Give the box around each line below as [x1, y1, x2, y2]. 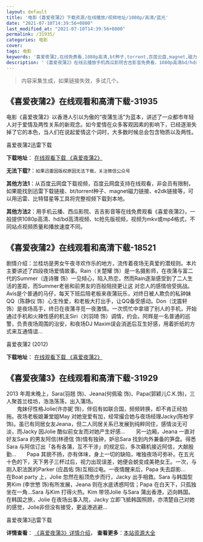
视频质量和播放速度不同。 [22, 223, 86, 230]
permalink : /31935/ [6, 31, 56, 38]
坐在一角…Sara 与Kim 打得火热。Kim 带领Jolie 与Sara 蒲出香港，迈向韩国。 [6, 488, 194, 495]
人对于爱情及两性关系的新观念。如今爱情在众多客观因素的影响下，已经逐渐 [6, 121, 192, 128]
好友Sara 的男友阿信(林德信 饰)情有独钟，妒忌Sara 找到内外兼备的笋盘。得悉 [6, 435, 196, 442]
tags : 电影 [6, 48, 32, 54]
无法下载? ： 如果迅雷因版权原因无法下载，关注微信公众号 [6, 167, 130, 174]
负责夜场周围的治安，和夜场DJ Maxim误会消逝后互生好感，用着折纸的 [16, 320, 190, 327]
